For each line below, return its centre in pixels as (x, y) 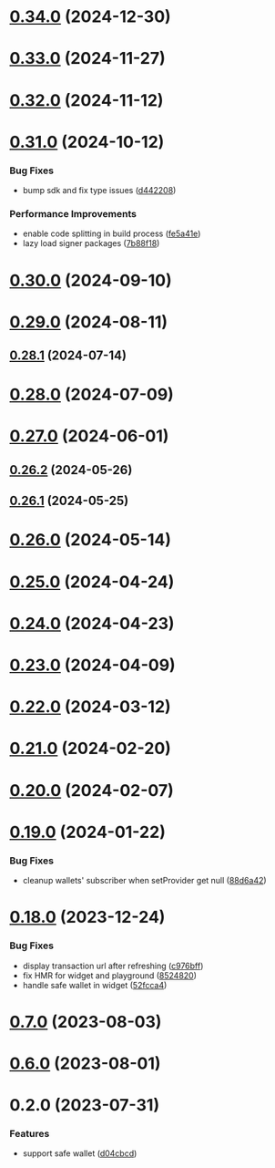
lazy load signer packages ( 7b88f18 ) (91, 243)
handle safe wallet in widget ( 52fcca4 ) (95, 985)
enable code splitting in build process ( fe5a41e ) (112, 233)
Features (30, 1134)
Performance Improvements (73, 213)
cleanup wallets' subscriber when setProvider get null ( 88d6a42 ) (144, 881)
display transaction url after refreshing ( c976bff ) (113, 966)
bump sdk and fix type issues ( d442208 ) (99, 191)
